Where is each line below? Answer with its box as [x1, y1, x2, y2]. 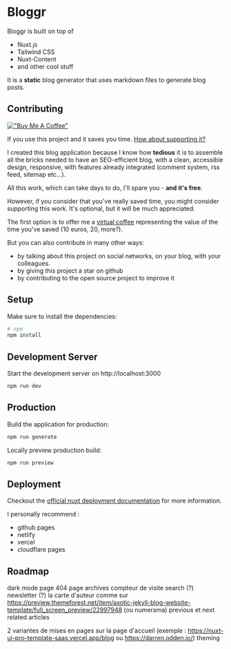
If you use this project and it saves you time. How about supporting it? [7, 135, 205, 143]
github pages [17, 523, 55, 532]
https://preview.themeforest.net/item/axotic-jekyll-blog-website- [7, 599, 191, 607]
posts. [7, 83, 26, 91]
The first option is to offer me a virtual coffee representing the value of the [7, 217, 219, 226]
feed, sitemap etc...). [7, 170, 66, 178]
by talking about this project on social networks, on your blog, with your [17, 251, 221, 260]
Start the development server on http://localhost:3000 [7, 369, 161, 378]
